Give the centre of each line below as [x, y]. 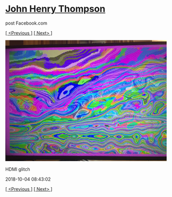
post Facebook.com [26, 23]
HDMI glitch [18, 169]
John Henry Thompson [56, 9]
